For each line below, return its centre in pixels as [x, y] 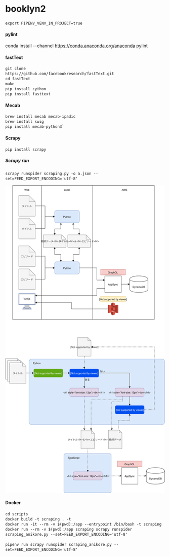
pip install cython [26, 89]
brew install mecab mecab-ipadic [40, 117]
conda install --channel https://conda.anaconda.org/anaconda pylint [77, 46]
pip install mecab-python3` [35, 127]
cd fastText [18, 79]
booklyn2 [26, 9]
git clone [16, 69]
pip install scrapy [26, 149]
